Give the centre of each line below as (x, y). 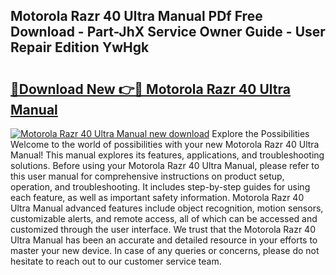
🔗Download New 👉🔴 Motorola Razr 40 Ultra (150, 89)
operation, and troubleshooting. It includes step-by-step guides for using (160, 187)
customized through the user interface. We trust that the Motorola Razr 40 (163, 229)
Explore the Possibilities (260, 133)
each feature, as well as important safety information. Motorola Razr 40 (157, 197)
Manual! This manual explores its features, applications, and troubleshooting (167, 155)
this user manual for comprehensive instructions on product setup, (147, 176)
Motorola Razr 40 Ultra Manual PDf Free (136, 16)
